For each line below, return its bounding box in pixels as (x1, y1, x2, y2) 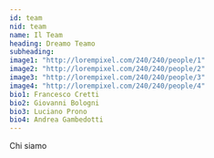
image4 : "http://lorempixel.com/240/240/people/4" (9, 81, 206, 90)
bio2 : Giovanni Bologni (9, 98, 100, 108)
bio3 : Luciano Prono (9, 107, 88, 116)
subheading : (9, 47, 55, 57)
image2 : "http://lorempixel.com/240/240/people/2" (9, 65, 206, 74)
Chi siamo (9, 141, 47, 152)
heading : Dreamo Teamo (9, 38, 96, 48)
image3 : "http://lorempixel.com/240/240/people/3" (9, 73, 206, 82)
